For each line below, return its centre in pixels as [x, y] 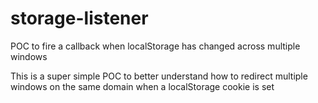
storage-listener [79, 18]
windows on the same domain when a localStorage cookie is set [142, 86]
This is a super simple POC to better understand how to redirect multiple [159, 76]
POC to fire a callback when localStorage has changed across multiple [155, 46]
